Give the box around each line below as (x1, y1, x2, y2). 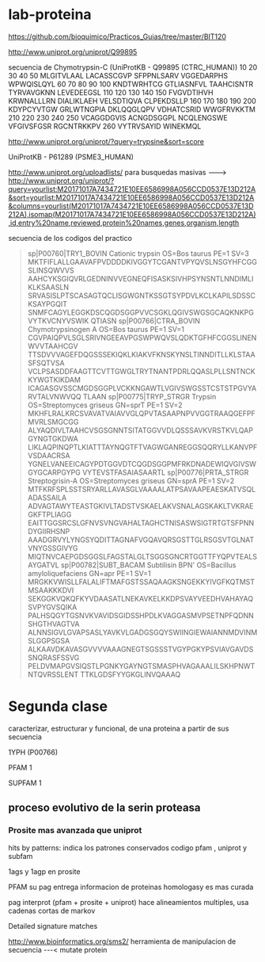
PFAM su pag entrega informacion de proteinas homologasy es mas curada (8, 882, 254, 891)
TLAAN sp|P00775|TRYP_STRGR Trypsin (82, 391, 217, 401)
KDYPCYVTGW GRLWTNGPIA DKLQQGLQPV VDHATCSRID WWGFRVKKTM (8, 105, 256, 114)
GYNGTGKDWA (27, 433, 79, 443)
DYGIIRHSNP (27, 526, 70, 536)
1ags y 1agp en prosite (8, 866, 81, 876)
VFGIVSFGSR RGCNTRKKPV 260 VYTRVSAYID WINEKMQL (8, 121, 202, 131)
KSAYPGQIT (27, 299, 68, 308)
